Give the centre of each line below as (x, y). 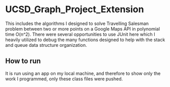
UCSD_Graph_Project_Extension (75, 9)
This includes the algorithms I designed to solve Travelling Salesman (77, 23)
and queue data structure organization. (46, 45)
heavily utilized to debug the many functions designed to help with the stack (85, 40)
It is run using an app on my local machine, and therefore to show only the (83, 73)
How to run (23, 61)
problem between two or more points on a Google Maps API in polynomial (83, 28)
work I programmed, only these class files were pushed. (64, 79)
